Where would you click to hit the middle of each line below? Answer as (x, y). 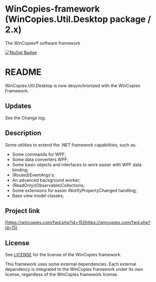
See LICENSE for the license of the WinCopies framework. (63, 255)
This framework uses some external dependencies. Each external (71, 264)
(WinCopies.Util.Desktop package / (78, 19)
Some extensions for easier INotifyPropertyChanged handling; (74, 190)
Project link (23, 211)
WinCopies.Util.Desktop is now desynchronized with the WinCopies (73, 86)
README (23, 72)
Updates (18, 106)
